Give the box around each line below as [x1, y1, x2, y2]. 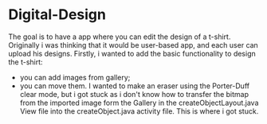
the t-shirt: [8, 57, 43, 67]
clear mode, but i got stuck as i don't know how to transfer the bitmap [19, 89, 249, 99]
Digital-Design [8, 6, 106, 24]
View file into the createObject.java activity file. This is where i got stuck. [19, 106, 259, 116]
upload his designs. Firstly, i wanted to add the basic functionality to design [8, 48, 257, 58]
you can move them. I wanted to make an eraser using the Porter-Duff [19, 81, 249, 91]
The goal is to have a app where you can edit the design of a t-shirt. [8, 32, 231, 41]
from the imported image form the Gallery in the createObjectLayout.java [19, 98, 259, 107]
